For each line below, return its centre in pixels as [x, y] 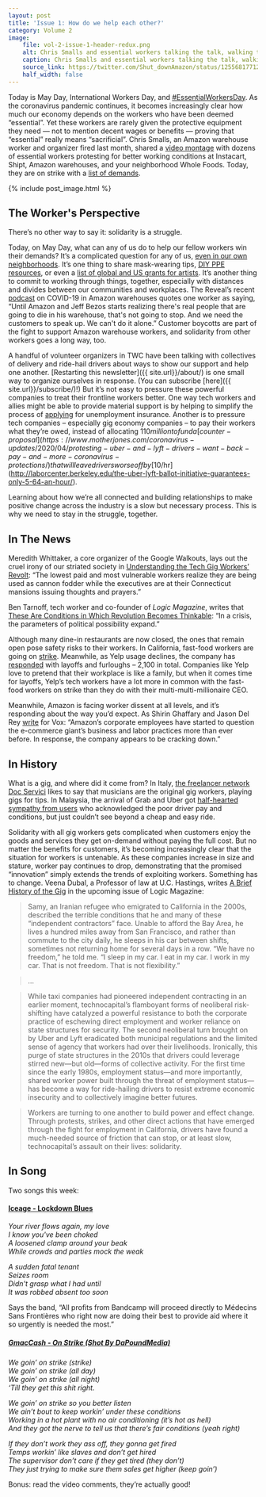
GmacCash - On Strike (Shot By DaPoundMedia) [89, 1342]
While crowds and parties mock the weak [76, 1252]
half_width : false [53, 75]
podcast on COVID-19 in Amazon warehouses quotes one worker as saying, [132, 298]
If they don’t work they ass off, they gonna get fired [92, 1444]
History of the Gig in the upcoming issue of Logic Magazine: [106, 891]
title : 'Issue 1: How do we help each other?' [86, 23]
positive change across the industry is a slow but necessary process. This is [133, 506]
